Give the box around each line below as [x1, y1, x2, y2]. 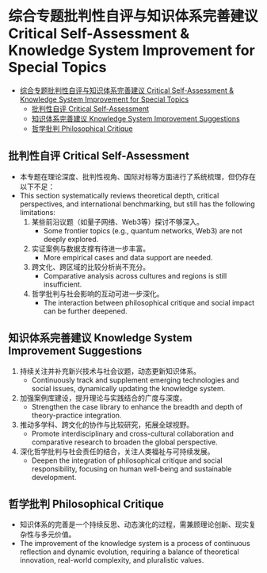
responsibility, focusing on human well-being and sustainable [31, 463, 232, 473]
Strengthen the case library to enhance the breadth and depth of [31, 402, 243, 411]
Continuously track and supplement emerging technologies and [31, 375, 239, 385]
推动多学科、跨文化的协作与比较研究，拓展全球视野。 [19, 420, 194, 429]
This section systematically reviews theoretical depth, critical [19, 190, 219, 200]
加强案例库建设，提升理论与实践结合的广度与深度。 [19, 393, 187, 402]
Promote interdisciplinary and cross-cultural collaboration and [31, 429, 234, 438]
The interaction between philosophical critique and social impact [43, 298, 255, 307]
